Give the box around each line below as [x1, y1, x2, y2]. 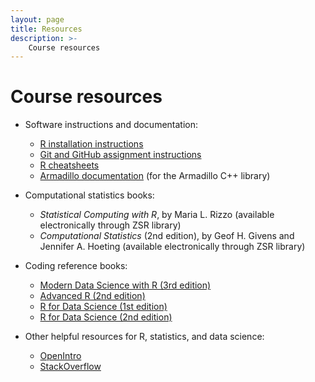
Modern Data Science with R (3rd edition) [39, 279, 212, 291]
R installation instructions [39, 138, 144, 150]
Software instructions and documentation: [24, 119, 199, 131]
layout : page [10, 14, 65, 25]
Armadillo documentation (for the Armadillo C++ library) [39, 170, 271, 182]
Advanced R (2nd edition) [39, 290, 146, 302]
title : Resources [10, 24, 83, 34]
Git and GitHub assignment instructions [39, 149, 202, 161]
